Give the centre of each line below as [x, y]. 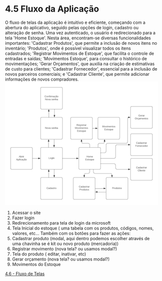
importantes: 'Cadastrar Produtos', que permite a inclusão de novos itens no [81, 43]
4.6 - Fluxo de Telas [25, 274]
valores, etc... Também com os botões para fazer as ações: [71, 233]
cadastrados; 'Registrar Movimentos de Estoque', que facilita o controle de [80, 53]
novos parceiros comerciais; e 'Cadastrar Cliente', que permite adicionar [77, 74]
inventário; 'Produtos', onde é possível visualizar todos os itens [68, 48]
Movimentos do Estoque [36, 264]
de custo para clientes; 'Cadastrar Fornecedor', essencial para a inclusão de [81, 69]
